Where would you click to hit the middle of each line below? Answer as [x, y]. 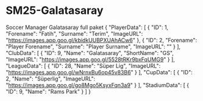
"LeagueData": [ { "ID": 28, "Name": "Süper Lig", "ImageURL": [83, 66]
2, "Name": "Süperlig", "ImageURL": [51, 79]
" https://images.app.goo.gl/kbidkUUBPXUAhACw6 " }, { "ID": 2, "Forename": [101, 40]
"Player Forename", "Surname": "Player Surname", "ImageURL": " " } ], [93, 47]
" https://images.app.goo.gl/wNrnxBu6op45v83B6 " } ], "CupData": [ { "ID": [99, 72]
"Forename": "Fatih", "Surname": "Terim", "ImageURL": [74, 33]
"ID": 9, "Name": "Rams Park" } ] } [48, 91]
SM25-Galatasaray [55, 11]
